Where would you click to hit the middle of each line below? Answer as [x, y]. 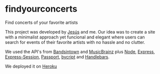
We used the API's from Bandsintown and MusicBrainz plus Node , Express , [80, 52]
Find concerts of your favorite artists [42, 22]
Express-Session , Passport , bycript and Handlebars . [57, 56]
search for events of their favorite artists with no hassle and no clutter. [75, 42]
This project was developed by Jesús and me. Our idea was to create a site [80, 32]
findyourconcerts [41, 9]
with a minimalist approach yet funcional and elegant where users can [75, 37]
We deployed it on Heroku [31, 66]
